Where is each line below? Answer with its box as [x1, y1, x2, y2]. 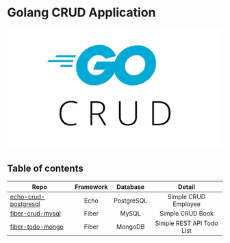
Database [116, 183, 145, 191]
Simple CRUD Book [159, 209, 214, 218]
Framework [75, 183, 108, 191]
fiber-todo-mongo [10, 222, 64, 231]
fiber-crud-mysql [10, 209, 62, 218]
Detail [177, 183, 195, 191]
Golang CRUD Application [7, 5, 156, 21]
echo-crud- [10, 193, 46, 201]
